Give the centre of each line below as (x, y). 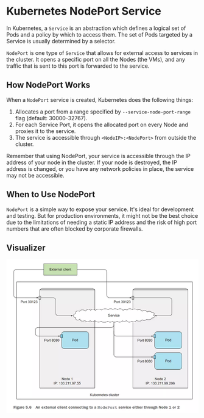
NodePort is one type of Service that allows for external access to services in (102, 52)
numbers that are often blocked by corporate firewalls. (75, 229)
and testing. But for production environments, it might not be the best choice (102, 215)
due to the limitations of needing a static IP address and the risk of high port (102, 222)
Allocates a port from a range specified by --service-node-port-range (103, 112)
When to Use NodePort (51, 194)
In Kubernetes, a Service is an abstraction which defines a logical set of (96, 28)
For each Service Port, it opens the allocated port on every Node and (102, 124)
